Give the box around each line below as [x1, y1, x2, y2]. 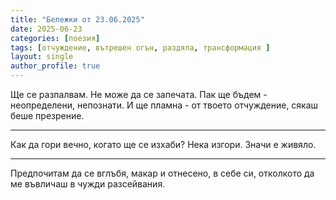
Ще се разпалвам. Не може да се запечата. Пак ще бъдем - [10, 89, 268, 100]
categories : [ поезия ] [10, 33, 101, 43]
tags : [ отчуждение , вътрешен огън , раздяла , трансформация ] [10, 42, 271, 53]
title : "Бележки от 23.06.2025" [10, 14, 145, 25]
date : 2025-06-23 [10, 24, 83, 34]
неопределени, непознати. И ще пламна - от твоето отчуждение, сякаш [10, 99, 319, 111]
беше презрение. [10, 110, 85, 121]
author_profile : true [10, 61, 101, 71]
